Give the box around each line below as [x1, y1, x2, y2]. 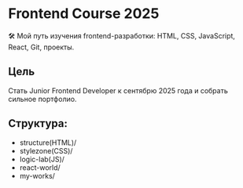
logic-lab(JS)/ [19, 154, 65, 164]
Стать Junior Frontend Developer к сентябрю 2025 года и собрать [8, 85, 228, 95]
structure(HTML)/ [19, 138, 77, 147]
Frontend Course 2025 [8, 5, 160, 23]
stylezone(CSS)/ [19, 146, 73, 155]
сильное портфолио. [8, 94, 77, 103]
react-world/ [19, 162, 61, 172]
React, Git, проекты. [8, 42, 75, 52]
